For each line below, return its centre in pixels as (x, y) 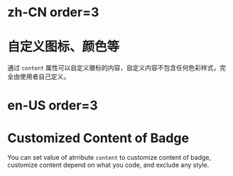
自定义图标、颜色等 (64, 47)
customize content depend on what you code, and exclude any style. (108, 165)
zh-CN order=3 (53, 12)
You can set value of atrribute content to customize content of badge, (109, 158)
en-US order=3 (53, 106)
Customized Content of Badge (98, 138)
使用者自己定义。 (44, 77)
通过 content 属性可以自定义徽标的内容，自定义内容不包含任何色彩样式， (114, 68)
